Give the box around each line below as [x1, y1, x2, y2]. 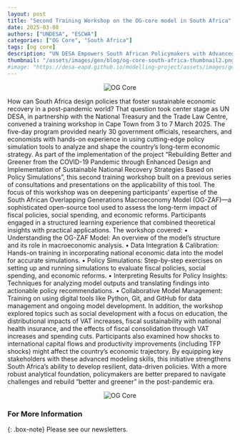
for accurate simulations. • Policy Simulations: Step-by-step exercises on [7, 256, 223, 265]
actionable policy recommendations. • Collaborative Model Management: [7, 286, 223, 295]
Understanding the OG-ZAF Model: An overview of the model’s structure [7, 233, 221, 242]
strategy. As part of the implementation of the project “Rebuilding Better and [7, 150, 232, 158]
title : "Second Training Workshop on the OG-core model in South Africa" [7, 17, 232, 24]
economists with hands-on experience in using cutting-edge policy [7, 135, 205, 143]
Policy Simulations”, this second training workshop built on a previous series [7, 173, 232, 181]
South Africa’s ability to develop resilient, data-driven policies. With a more [7, 362, 227, 371]
